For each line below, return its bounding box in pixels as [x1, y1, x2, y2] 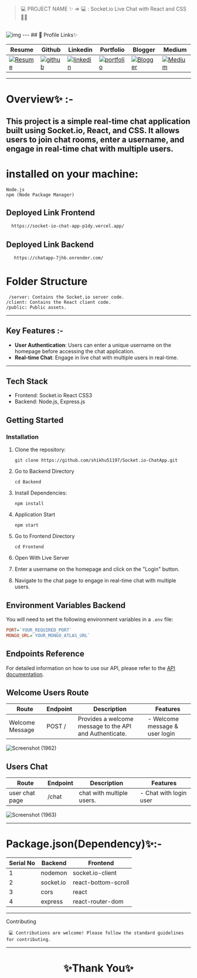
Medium [163, 46, 187, 53]
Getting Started [6, 415, 64, 425]
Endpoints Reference [6, 649, 85, 659]
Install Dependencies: [14, 489, 67, 496]
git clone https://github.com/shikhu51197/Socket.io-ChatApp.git [14, 458, 178, 463]
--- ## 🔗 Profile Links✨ [22, 32, 78, 38]
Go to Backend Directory [14, 468, 74, 475]
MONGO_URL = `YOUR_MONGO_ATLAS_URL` [6, 632, 91, 638]
